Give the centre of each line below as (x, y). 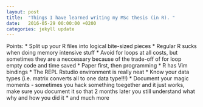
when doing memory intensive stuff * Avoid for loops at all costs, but (92, 53)
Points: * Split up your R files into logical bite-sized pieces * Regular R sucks (102, 46)
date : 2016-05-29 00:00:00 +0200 (51, 23)
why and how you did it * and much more (58, 98)
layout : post (23, 12)
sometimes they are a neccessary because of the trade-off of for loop (94, 59)
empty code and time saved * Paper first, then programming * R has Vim (97, 66)
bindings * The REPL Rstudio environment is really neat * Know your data (98, 72)
